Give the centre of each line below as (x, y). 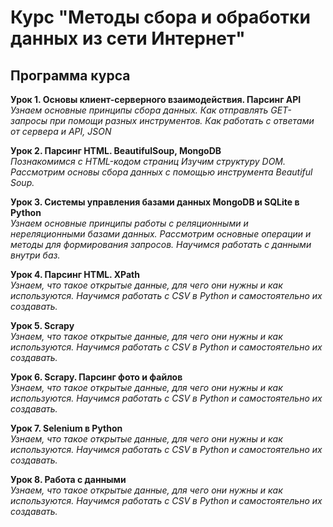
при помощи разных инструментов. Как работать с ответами (182, 120)
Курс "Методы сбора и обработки (160, 17)
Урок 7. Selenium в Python (66, 428)
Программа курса (70, 75)
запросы (29, 120)
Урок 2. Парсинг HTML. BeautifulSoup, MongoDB (116, 150)
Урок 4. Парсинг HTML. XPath (75, 274)
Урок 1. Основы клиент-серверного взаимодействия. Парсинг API (156, 99)
